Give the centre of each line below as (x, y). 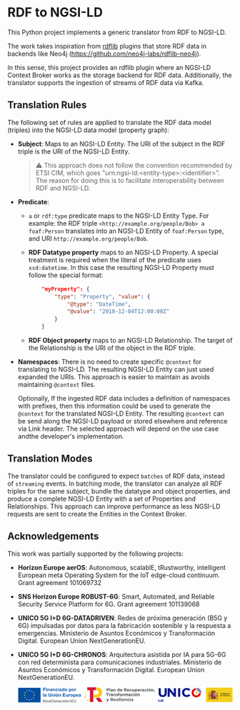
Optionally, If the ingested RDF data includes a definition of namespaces (124, 398)
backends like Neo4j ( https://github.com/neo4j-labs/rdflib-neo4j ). (104, 54)
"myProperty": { (66, 289)
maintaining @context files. (56, 384)
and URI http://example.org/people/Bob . (88, 238)
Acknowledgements (53, 536)
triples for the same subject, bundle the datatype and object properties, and (119, 491)
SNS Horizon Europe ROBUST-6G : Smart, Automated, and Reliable (116, 596)
